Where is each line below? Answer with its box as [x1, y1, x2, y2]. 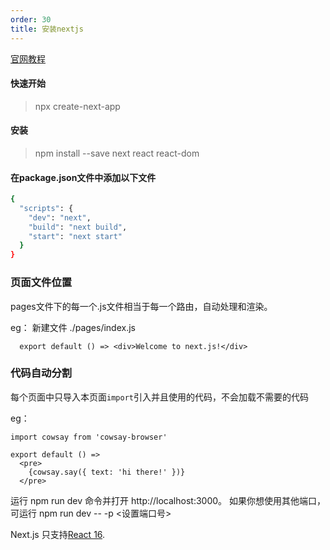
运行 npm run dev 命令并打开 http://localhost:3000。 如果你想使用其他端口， [10, 494, 327, 506]
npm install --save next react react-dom [34, 147, 200, 159]
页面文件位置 [10, 276, 73, 290]
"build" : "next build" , [28, 222, 128, 232]
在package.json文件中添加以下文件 [10, 171, 157, 183]
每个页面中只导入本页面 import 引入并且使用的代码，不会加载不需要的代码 [10, 391, 309, 403]
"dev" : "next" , [28, 212, 92, 223]
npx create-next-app [34, 100, 121, 112]
